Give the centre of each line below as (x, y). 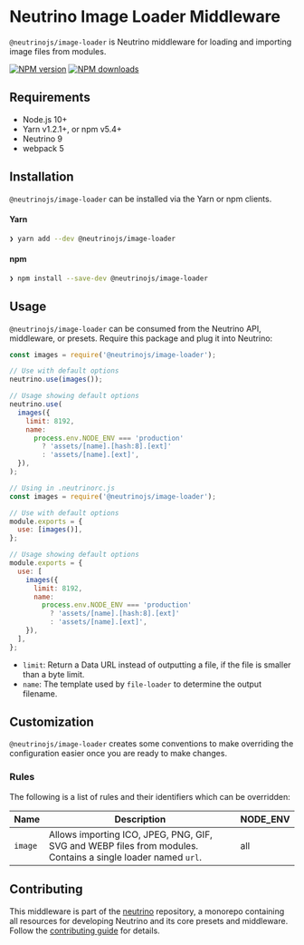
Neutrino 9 (43, 139)
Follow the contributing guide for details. (85, 930)
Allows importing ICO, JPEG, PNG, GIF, (130, 834)
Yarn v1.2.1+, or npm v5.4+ (72, 129)
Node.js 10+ (45, 119)
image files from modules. (58, 51)
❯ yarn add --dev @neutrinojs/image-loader (93, 239)
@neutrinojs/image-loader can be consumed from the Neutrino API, (136, 328)
